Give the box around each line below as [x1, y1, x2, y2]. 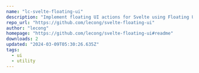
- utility [11, 58, 36, 64]
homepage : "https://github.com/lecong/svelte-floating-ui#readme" [6, 31, 174, 36]
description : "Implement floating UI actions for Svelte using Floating [6, 14, 190, 20]
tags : [6, 47, 20, 53]
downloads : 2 [6, 36, 38, 42]
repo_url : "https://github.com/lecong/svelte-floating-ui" [6, 19, 155, 25]
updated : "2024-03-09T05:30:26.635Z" [6, 42, 99, 48]
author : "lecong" [6, 25, 49, 31]
